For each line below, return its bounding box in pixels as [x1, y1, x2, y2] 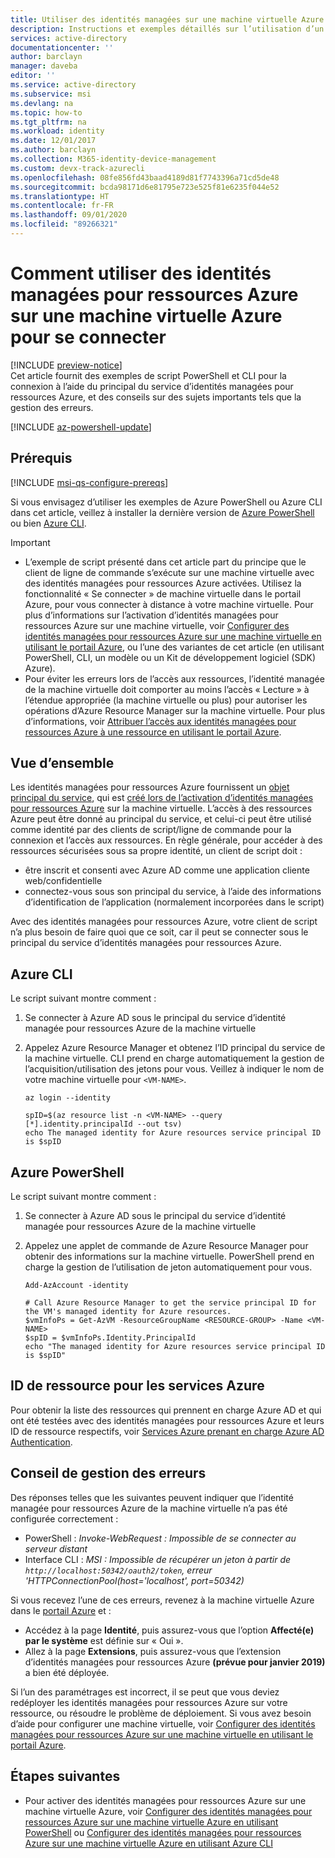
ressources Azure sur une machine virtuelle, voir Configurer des [24, 619, 290, 631]
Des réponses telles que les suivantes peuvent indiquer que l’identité [10, 1491, 294, 1503]
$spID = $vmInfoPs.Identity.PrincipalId [24, 1333, 196, 1343]
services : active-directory [10, 33, 128, 43]
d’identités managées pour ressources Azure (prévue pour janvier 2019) [24, 1656, 326, 1668]
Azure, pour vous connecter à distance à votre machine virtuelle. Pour [24, 598, 314, 610]
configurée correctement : [10, 1512, 119, 1525]
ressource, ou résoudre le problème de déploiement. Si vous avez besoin [10, 1707, 312, 1719]
